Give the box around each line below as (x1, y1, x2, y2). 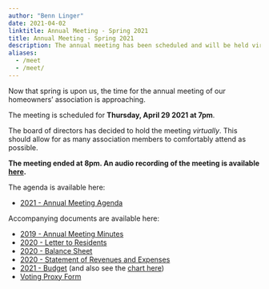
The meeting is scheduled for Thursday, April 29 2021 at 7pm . (8, 110, 215, 120)
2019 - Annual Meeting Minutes (19, 229, 124, 238)
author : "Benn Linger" (8, 11, 84, 20)
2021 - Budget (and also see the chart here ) (19, 263, 165, 273)
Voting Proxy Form (19, 271, 82, 281)
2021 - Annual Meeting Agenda (19, 197, 123, 207)
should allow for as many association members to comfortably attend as (8, 134, 247, 144)
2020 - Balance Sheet (19, 246, 93, 255)
